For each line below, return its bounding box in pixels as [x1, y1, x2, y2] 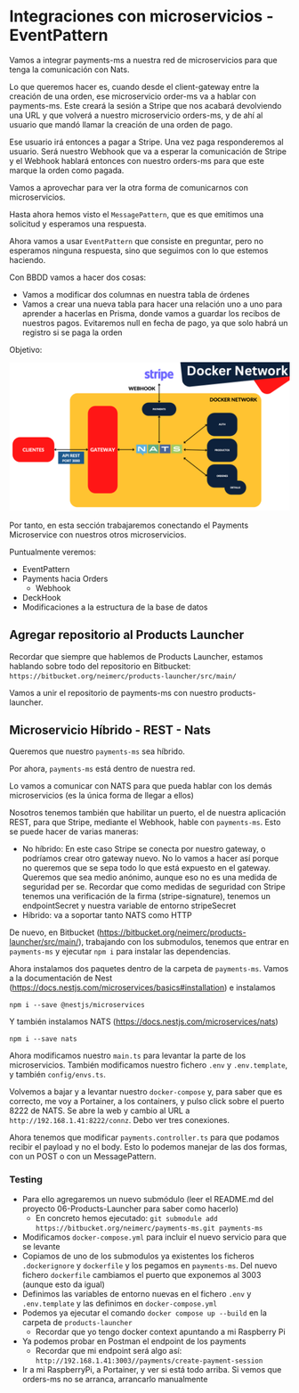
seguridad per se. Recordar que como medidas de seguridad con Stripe [21, 881, 287, 892]
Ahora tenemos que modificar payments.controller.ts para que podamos [9, 1132, 280, 1143]
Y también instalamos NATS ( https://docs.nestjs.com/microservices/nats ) [9, 1016, 279, 1027]
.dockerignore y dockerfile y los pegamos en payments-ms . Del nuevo [21, 1259, 278, 1271]
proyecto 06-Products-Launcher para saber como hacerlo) [21, 1203, 238, 1214]
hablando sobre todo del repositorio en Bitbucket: [9, 660, 191, 671]
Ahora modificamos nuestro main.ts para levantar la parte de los [9, 1050, 246, 1061]
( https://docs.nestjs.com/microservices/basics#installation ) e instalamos [9, 982, 276, 993]
